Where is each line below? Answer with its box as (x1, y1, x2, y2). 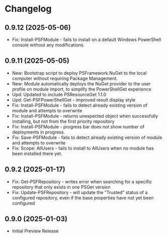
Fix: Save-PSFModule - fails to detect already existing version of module (12, 134, 162, 140)
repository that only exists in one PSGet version (12, 184, 111, 190)
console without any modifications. (12, 42, 85, 48)
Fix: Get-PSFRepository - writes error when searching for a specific (12, 178, 152, 184)
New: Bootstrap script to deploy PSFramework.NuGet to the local (12, 70, 147, 76)
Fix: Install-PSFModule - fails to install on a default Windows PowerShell (12, 36, 161, 42)
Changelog (5, 3, 52, 15)
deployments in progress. (12, 129, 65, 135)
